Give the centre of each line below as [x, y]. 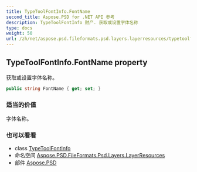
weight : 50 [19, 33]
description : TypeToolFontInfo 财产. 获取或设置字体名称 [72, 22]
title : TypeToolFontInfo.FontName [48, 11]
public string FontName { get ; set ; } [53, 89]
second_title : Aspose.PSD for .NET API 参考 [60, 17]
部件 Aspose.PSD [35, 163]
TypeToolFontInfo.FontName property [77, 63]
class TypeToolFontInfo [43, 149]
